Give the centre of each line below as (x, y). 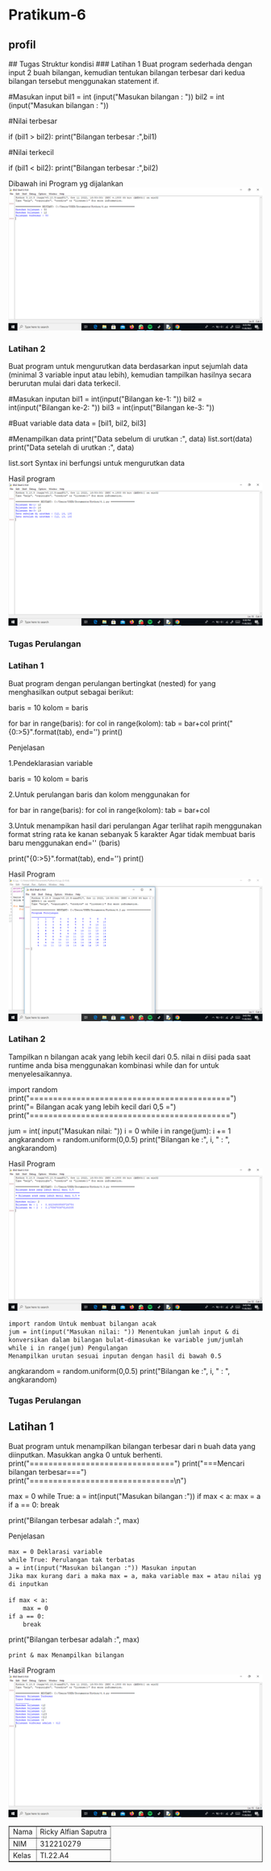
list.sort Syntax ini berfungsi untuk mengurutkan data (97, 463)
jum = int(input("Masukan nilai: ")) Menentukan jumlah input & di (124, 1332)
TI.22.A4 (54, 1855)
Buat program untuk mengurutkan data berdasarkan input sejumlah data (128, 366)
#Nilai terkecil (31, 152)
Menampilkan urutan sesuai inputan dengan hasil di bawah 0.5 (115, 1356)
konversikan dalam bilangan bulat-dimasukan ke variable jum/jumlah (126, 1340)
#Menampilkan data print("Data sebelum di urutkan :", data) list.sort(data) (130, 439)
